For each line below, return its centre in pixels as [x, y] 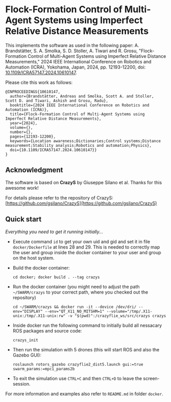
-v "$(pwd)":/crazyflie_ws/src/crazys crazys [117, 316]
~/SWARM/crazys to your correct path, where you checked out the [80, 292]
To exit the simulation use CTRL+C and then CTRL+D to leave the [77, 378]
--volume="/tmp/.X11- [129, 311]
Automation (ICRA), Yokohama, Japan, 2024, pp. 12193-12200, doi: [76, 67]
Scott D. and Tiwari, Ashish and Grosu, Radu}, [57, 101]
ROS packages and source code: [47, 330]
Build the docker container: [41, 267]
